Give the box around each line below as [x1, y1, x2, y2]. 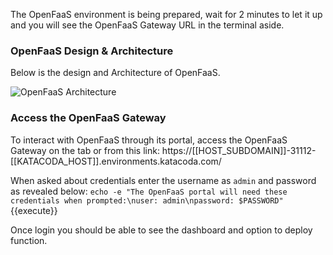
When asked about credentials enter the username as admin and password [10, 174, 317, 186]
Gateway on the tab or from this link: [10, 144, 160, 156]
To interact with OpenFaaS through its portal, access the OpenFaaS [10, 134, 288, 146]
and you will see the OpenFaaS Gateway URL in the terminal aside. [10, 19, 285, 31]
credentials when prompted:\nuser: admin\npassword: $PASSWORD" [10, 195, 284, 206]
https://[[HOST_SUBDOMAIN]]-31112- [161, 144, 317, 156]
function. [10, 234, 48, 246]
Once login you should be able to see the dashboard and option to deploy [10, 224, 313, 236]
